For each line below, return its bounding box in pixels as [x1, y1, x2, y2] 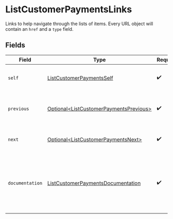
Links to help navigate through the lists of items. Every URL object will [5, 21, 153, 27]
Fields [5, 41, 26, 50]
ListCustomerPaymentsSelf [47, 74, 113, 82]
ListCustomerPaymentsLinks [5, 4, 132, 15]
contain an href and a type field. [5, 26, 74, 32]
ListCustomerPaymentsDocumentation [47, 180, 141, 187]
